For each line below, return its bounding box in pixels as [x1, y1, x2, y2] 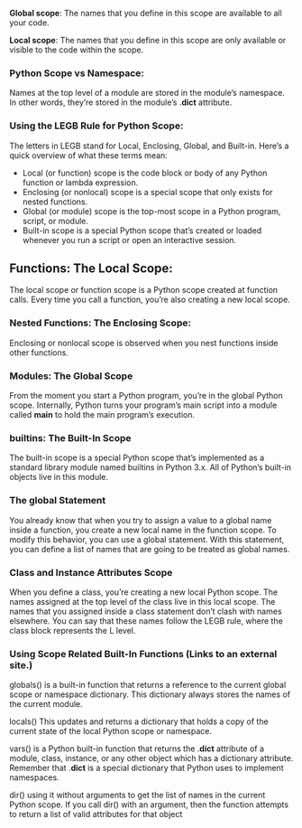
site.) [9, 659, 33, 672]
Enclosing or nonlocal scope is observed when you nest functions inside [9, 337, 279, 348]
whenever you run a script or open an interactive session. [22, 234, 237, 245]
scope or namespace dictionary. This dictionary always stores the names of [9, 689, 291, 700]
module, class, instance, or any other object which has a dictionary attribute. [9, 753, 294, 764]
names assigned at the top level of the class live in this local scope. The [9, 596, 276, 607]
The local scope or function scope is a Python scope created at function [9, 285, 278, 296]
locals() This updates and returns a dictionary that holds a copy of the [9, 716, 269, 727]
